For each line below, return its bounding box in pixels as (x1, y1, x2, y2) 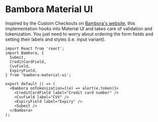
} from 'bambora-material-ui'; (5, 72, 71, 78)
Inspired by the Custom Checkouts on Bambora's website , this (5, 20, 136, 26)
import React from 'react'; (5, 46, 65, 51)
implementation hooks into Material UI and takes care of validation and (5, 25, 153, 31)
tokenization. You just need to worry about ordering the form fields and (5, 31, 153, 37)
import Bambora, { (5, 50, 44, 55)
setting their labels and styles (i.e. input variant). (5, 36, 106, 42)
